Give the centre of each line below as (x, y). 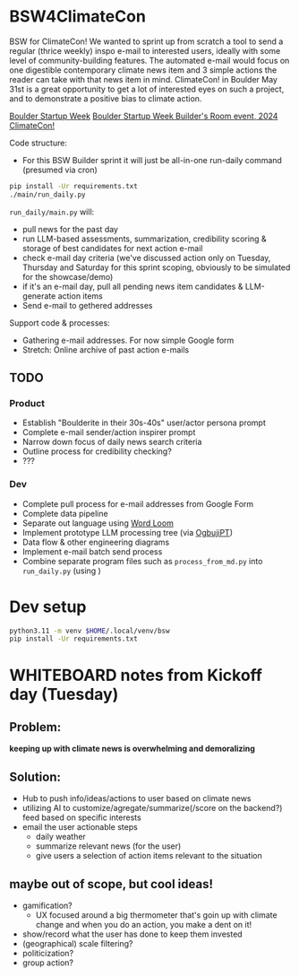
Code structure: (38, 143)
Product (27, 403)
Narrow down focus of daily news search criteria (112, 442)
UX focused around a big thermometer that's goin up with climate (156, 915)
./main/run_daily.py (48, 195)
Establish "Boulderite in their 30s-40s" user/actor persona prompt (144, 423)
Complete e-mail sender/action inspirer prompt (109, 432)
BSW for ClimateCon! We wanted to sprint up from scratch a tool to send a (146, 41)
